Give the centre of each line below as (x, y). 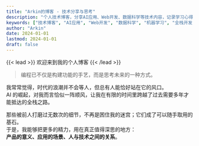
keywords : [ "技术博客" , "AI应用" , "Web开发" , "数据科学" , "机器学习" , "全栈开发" (101, 22)
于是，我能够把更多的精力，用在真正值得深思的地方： (71, 129)
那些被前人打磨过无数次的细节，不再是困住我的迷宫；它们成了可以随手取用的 (99, 114)
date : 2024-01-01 (28, 34)
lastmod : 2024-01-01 (32, 39)
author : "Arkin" (26, 28)
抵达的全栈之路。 (32, 102)
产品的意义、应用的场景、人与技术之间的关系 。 (63, 137)
